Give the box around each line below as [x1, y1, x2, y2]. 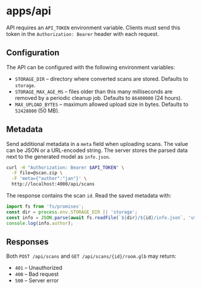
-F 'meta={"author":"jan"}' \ [11, 175, 87, 182]
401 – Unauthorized [14, 264, 63, 272]
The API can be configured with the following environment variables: [6, 63, 175, 71]
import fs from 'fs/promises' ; [6, 203, 84, 210]
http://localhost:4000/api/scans [11, 181, 95, 187]
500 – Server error [14, 277, 59, 284]
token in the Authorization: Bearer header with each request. [6, 30, 160, 37]
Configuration [6, 48, 60, 58]
